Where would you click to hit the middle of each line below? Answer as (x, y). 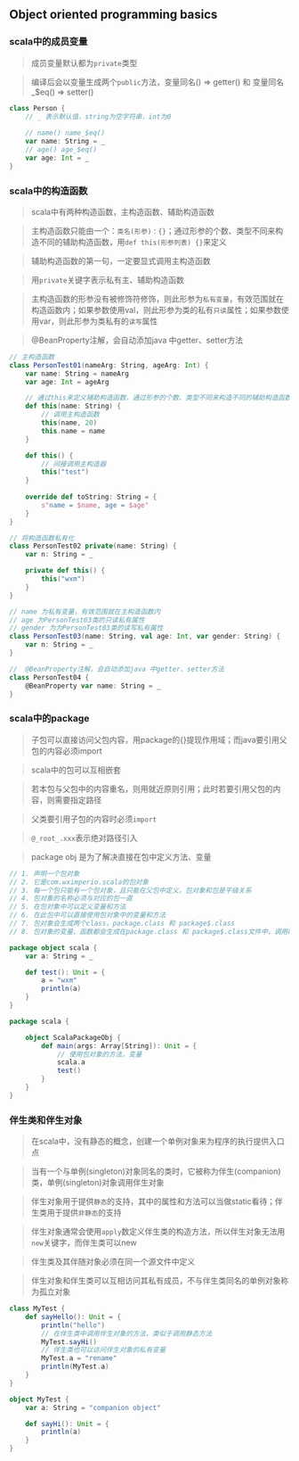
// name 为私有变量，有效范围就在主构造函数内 (85, 611)
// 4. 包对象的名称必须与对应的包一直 (71, 899)
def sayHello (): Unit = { (73, 1317)
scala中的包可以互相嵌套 (76, 770)
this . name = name (73, 431)
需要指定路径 (78, 800)
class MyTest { (37, 1309)
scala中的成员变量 (48, 42)
